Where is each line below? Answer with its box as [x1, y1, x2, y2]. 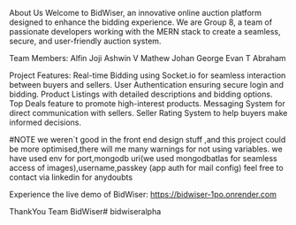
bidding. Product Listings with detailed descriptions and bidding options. [9, 89, 273, 99]
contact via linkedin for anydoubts [9, 172, 133, 182]
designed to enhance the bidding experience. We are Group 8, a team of [9, 17, 272, 27]
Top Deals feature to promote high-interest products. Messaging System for [9, 98, 285, 109]
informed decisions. [9, 117, 82, 128]
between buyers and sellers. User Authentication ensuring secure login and [9, 80, 285, 89]
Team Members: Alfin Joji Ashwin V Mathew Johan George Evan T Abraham [9, 53, 286, 63]
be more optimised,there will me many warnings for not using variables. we [9, 144, 283, 154]
